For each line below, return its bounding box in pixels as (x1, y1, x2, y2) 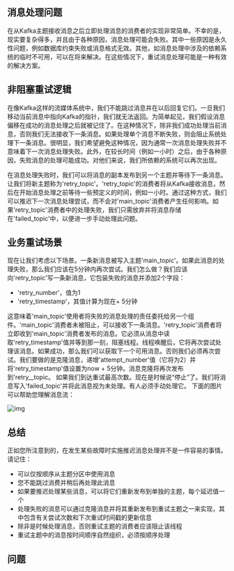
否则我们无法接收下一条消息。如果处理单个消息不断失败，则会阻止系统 (19, 130, 221, 138)
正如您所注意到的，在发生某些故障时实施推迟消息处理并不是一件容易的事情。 (7, 446, 227, 455)
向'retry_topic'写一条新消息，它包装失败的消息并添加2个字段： (7, 274, 185, 282)
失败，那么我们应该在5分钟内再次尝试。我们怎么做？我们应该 (13, 265, 188, 273)
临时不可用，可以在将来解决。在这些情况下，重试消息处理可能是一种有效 (19, 52, 227, 61)
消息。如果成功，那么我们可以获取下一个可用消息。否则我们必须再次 (19, 347, 214, 356)
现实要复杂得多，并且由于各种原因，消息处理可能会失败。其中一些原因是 (7, 35, 214, 43)
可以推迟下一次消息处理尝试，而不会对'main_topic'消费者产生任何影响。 (7, 197, 213, 205)
